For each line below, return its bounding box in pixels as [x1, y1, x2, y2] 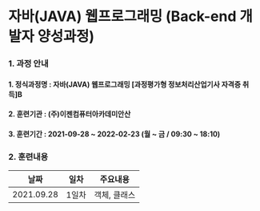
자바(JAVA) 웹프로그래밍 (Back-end [8, 7, 237, 26]
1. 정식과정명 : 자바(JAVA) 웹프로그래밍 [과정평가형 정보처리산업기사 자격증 [8, 79, 242, 89]
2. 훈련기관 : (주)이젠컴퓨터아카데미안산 [8, 109, 131, 119]
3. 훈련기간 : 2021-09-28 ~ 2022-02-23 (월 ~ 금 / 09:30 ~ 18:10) [8, 129, 221, 139]
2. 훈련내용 [8, 151, 49, 162]
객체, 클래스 [94, 189, 136, 201]
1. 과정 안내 [8, 58, 49, 69]
